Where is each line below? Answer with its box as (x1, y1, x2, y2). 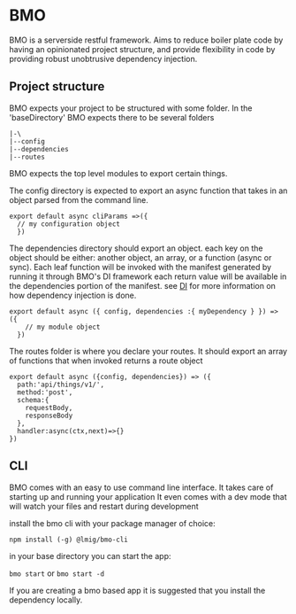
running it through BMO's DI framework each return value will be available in (9, 271, 287, 282)
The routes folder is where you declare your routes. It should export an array (9, 346, 288, 356)
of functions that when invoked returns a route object (9, 355, 203, 366)
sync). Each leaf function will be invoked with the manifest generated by (9, 261, 272, 272)
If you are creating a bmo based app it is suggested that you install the (9, 585, 266, 595)
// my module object (25, 323, 101, 331)
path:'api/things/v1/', (17, 380, 104, 389)
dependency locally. (9, 595, 83, 605)
